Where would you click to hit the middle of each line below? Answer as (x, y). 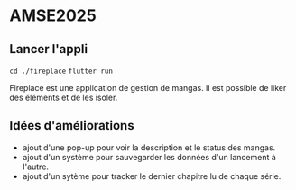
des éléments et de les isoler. (64, 97)
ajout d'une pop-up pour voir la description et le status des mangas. (149, 147)
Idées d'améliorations (72, 126)
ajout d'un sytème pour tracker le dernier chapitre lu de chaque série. (152, 176)
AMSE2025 (53, 16)
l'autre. (36, 167)
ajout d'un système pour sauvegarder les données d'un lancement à (149, 157)
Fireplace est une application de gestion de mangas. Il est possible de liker (148, 88)
